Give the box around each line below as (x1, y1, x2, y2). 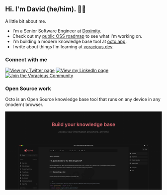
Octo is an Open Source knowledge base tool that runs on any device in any (5, 97, 161, 102)
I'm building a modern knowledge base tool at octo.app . (12, 38, 127, 44)
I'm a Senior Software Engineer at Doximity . (12, 28, 102, 34)
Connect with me (5, 56, 47, 63)
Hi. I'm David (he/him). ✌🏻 (5, 5, 86, 13)
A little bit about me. (5, 18, 46, 24)
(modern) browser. (5, 101, 44, 107)
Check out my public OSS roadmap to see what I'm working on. (12, 33, 143, 39)
